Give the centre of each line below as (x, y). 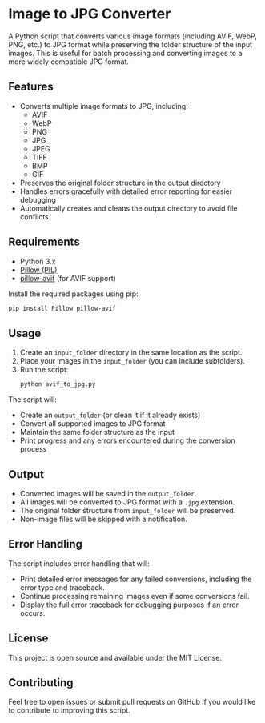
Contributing (41, 683)
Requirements (44, 242)
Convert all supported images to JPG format (92, 424)
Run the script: (44, 370)
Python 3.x (38, 261)
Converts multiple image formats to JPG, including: (104, 106)
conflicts (34, 216)
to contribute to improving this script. (69, 710)
